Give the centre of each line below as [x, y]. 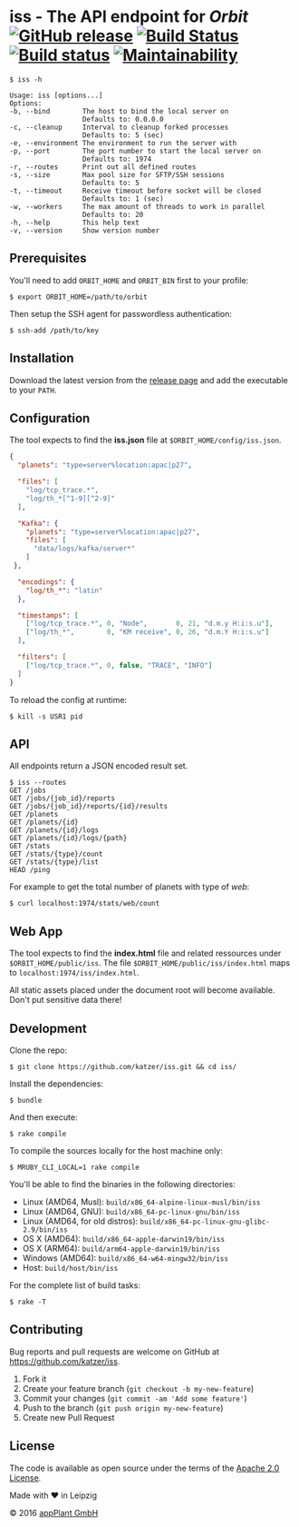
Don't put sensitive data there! [66, 1000]
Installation [42, 358]
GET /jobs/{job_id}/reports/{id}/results [89, 807]
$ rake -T [28, 1302]
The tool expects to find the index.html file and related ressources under [145, 953]
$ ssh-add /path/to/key [54, 330]
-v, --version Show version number [85, 230]
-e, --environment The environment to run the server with [123, 143]
